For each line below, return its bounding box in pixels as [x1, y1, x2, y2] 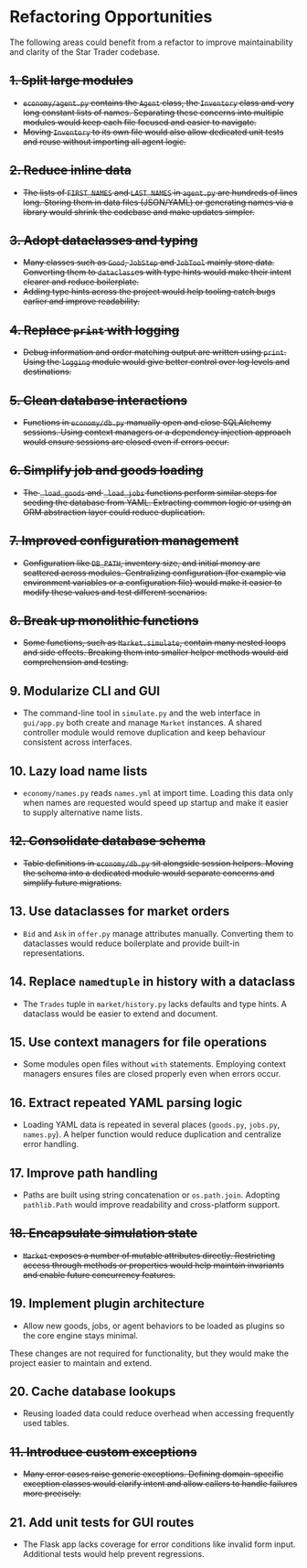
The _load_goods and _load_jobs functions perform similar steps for [22, 487, 278, 498]
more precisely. [22, 1488, 82, 1499]
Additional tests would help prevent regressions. [22, 1549, 205, 1559]
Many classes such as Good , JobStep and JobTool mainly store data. [22, 257, 275, 268]
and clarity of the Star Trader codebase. [9, 46, 161, 57]
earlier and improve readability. [22, 295, 140, 307]
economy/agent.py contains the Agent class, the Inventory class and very [22, 97, 295, 108]
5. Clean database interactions [9, 392, 188, 408]
